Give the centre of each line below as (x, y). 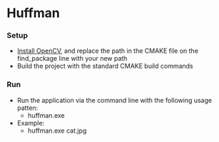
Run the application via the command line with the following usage (114, 100)
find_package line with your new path (72, 59)
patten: (27, 108)
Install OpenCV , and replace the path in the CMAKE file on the (108, 51)
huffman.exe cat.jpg (57, 131)
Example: (31, 123)
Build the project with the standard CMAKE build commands (105, 66)
